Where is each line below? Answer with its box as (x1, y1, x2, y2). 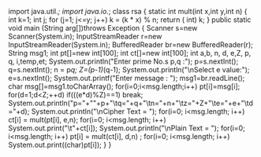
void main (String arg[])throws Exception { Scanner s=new (8, 24, 198, 32)
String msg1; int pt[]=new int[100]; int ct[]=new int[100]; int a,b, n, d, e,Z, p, (8, 49, 252, 57)
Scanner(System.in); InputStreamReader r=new (8, 31, 162, 41)
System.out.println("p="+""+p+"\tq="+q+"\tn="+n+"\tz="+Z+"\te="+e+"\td (8, 98, 254, 108)
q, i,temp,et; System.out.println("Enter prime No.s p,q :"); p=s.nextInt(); (8, 57, 239, 66)
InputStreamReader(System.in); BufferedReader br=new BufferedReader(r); (8, 40, 254, 49)
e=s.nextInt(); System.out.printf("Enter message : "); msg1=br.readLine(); (8, 74, 245, 82)
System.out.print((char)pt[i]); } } (8, 141, 112, 149)
